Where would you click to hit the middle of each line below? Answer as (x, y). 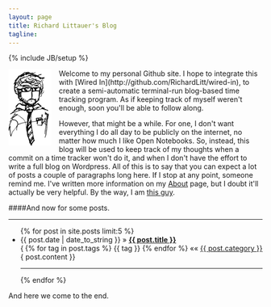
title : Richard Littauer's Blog (63, 25)
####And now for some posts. (59, 208)
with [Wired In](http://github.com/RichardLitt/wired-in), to (154, 82)
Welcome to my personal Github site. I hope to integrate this (158, 74)
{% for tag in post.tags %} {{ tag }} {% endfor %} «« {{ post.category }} (144, 248)
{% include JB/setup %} (48, 58)
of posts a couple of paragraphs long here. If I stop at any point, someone (131, 175)
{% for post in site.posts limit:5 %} (77, 231)
